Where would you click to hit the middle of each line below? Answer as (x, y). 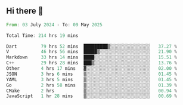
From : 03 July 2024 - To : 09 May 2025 (54, 24)
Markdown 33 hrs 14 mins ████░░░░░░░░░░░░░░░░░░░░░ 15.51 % (92, 57)
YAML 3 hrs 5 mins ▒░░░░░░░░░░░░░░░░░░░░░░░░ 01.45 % (92, 79)
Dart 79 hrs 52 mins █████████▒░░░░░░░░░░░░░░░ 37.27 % (92, 46)
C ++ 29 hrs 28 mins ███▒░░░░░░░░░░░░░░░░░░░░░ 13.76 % (92, 63)
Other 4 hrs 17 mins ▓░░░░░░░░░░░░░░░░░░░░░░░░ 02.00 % (92, 69)
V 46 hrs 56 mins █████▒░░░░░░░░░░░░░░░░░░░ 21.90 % (92, 52)
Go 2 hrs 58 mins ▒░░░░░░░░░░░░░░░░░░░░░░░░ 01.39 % (92, 85)
